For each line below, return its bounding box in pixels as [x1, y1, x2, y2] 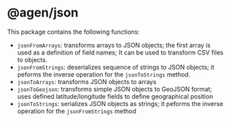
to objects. [17, 55, 48, 63]
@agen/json [7, 5, 79, 21]
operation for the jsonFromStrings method [17, 107, 136, 115]
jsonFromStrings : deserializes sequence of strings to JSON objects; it [17, 63, 215, 71]
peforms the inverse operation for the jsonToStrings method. [17, 70, 191, 79]
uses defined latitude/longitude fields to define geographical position [17, 92, 213, 101]
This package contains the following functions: [7, 28, 140, 36]
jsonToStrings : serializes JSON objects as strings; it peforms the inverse [17, 99, 224, 108]
